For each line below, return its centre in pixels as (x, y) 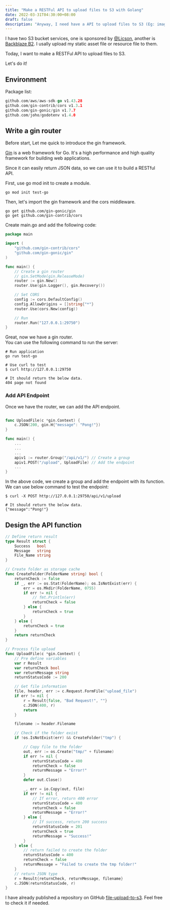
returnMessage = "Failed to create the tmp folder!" (80, 864)
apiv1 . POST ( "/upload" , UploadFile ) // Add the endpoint (75, 462)
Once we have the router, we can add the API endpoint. (63, 406)
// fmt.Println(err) (54, 598)
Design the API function (44, 525)
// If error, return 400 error (65, 799)
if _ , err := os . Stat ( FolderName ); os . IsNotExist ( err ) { (76, 583)
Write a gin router (33, 130)
